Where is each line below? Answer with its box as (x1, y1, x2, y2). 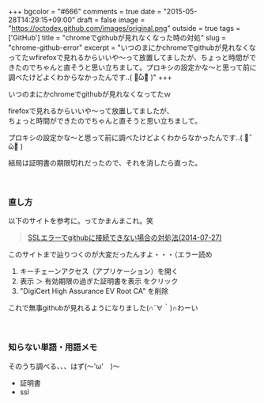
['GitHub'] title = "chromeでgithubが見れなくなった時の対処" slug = (8, 33, 227, 42)
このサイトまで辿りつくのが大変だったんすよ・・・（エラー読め (8, 249, 213, 260)
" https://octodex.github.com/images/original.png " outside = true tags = (8, 24, 241, 32)
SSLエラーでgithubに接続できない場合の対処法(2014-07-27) (27, 233, 223, 242)
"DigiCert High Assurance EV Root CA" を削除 (19, 287, 169, 296)
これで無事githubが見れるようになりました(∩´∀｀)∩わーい (8, 303, 199, 313)
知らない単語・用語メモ (8, 342, 97, 353)
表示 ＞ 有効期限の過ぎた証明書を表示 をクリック (19, 276, 179, 286)
